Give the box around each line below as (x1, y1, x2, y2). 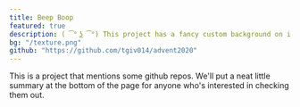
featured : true (9, 21, 66, 30)
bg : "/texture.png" (9, 37, 82, 47)
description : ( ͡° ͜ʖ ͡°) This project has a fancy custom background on (9, 29, 283, 38)
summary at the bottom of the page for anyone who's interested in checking (9, 80, 290, 91)
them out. (9, 90, 45, 101)
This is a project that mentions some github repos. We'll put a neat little (9, 70, 271, 81)
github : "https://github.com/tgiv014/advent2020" (9, 46, 198, 55)
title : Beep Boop (9, 12, 74, 22)
